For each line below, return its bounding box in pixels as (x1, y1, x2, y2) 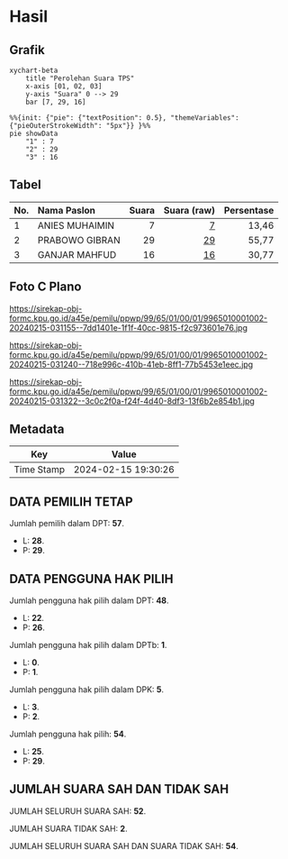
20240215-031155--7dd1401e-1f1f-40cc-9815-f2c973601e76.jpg (9, 322, 248, 333)
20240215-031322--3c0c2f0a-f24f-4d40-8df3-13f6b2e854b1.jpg (9, 395, 255, 407)
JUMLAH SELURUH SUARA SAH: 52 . (9, 805, 147, 817)
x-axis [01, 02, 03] (25, 82, 103, 91)
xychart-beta (9, 66, 58, 75)
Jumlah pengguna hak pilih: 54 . (9, 728, 127, 740)
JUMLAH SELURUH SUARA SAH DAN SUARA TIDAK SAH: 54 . (9, 840, 238, 851)
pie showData (9, 129, 58, 138)
